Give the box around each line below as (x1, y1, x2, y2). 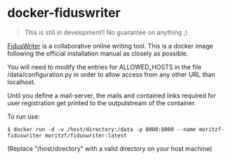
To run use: (7, 112, 40, 121)
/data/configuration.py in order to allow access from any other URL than (7, 70, 216, 79)
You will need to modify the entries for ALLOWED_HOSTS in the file (7, 62, 202, 71)
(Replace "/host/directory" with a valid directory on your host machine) (7, 144, 213, 152)
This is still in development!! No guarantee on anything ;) (24, 28, 188, 36)
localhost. (7, 77, 36, 86)
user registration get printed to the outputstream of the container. (7, 98, 197, 107)
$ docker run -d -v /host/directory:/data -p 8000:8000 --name (7, 126, 197, 133)
